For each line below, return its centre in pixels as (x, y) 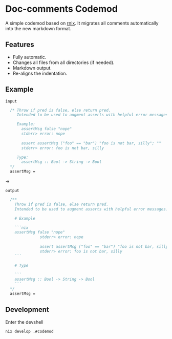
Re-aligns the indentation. (40, 73)
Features (20, 45)
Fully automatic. (29, 57)
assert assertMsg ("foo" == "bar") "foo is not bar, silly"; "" (91, 143)
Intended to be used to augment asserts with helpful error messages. (91, 209)
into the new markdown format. (38, 28)
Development (27, 310)
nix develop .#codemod (29, 331)
